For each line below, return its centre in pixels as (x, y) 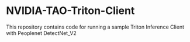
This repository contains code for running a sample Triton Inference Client (95, 27)
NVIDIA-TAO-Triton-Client (70, 11)
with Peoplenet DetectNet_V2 (42, 33)
